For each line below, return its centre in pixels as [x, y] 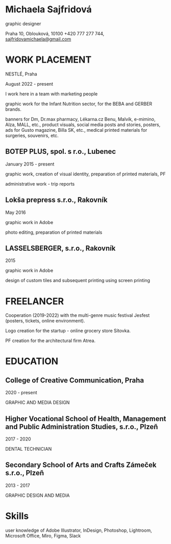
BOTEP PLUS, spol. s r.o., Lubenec [61, 152]
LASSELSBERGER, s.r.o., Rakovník [60, 248]
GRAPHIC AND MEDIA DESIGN [38, 402]
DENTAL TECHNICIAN [29, 449]
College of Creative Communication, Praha [75, 380]
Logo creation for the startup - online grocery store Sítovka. [68, 331]
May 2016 [16, 212]
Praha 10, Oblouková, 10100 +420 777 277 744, [55, 33]
